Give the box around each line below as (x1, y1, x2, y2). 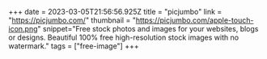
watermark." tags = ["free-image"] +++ (8, 41, 139, 51)
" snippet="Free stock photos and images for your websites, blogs (37, 24, 259, 33)
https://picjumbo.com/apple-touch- (135, 15, 254, 25)
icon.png (8, 24, 38, 33)
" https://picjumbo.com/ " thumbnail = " (8, 15, 136, 25)
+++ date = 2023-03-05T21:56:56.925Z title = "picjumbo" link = (8, 7, 222, 16)
